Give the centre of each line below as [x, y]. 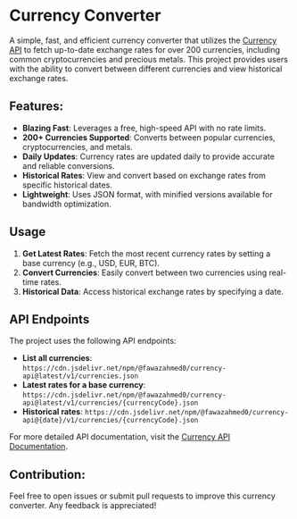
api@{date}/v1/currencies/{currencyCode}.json [110, 421]
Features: [37, 107]
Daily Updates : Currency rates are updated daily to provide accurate [148, 156]
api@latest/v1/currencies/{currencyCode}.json [110, 403]
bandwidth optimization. [66, 204]
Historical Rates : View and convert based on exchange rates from [144, 175]
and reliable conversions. [68, 165]
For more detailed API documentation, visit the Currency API [120, 437]
